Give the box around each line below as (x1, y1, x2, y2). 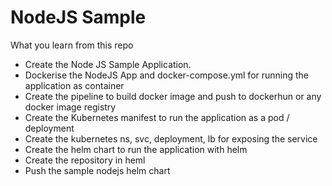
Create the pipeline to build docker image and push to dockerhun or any (24, 90, 322, 102)
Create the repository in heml (24, 154, 146, 166)
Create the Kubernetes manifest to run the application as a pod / (24, 111, 290, 123)
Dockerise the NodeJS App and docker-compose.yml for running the (24, 69, 310, 81)
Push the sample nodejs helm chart (24, 164, 171, 176)
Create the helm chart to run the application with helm (24, 143, 248, 155)
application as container (24, 79, 125, 91)
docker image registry (24, 101, 117, 113)
